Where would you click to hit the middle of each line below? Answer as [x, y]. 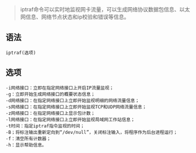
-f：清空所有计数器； [28, 139]
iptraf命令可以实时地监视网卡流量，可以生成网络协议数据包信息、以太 [105, 9]
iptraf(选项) [21, 53]
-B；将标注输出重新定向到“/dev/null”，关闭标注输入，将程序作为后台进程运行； [92, 132]
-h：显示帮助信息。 [26, 145]
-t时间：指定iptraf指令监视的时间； [45, 126]
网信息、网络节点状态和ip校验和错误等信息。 [74, 17]
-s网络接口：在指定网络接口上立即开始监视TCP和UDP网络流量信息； [76, 107]
